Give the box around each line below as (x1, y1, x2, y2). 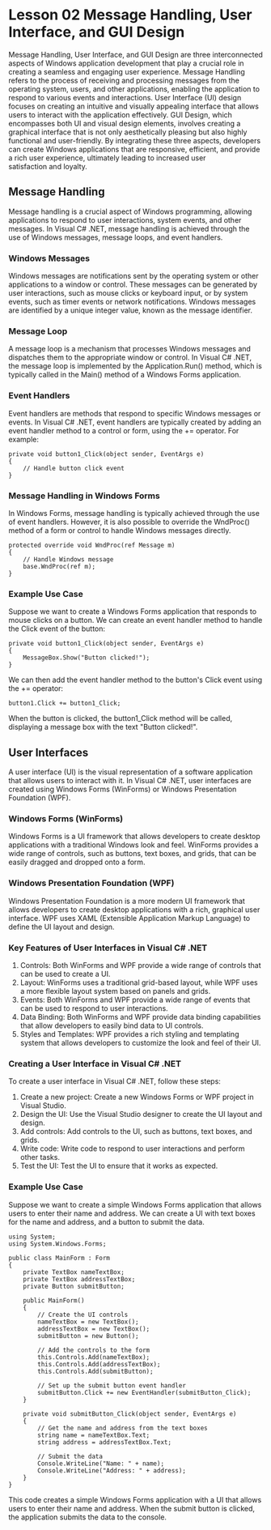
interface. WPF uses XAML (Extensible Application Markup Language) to (8, 913, 251, 923)
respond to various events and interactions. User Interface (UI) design (8, 92, 242, 102)
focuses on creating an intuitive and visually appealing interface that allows (8, 101, 259, 111)
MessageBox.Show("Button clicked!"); (23, 654, 150, 662)
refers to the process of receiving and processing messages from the (8, 75, 240, 85)
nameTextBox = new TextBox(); (37, 1318, 139, 1326)
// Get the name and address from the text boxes (37, 1424, 208, 1432)
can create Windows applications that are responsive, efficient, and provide (8, 144, 260, 154)
